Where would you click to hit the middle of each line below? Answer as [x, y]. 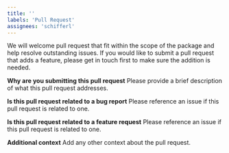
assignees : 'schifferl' [41, 26]
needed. [19, 68]
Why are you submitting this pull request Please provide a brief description [115, 81]
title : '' [21, 13]
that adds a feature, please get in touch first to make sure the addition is [109, 60]
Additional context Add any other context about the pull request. [99, 143]
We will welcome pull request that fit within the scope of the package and [111, 46]
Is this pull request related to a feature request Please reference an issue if [114, 122]
